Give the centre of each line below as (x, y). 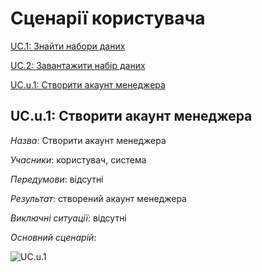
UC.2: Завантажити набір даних (78, 65)
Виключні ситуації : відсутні (68, 218)
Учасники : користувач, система (78, 159)
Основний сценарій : (53, 237)
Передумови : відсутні (57, 179)
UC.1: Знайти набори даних (68, 46)
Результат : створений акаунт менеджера (98, 198)
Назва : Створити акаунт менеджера (88, 140)
